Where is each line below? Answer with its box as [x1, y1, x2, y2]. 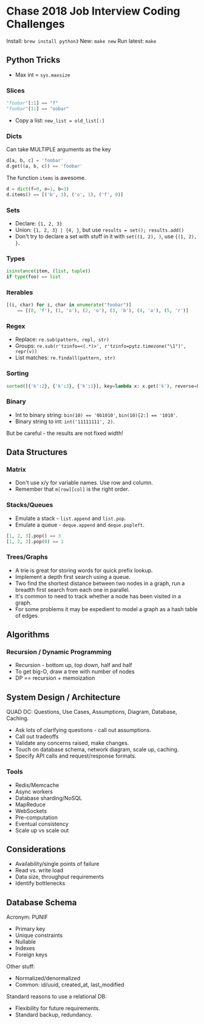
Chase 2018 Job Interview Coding [6, 4, 180, 18]
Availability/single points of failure [15, 860, 100, 868]
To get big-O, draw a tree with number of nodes [15, 668, 135, 676]
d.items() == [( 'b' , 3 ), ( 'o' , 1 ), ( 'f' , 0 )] [6, 192, 123, 198]
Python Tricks [6, 55, 61, 65]
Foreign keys [15, 951, 47, 958]
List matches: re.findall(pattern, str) [15, 354, 116, 361]
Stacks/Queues [6, 500, 53, 509]
